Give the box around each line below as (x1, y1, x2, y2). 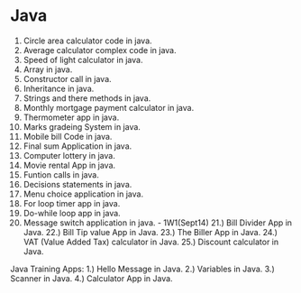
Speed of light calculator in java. (23, 54, 143, 65)
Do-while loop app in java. (23, 207, 121, 218)
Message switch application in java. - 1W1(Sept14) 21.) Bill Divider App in (23, 217, 292, 228)
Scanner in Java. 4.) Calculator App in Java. (10, 272, 174, 284)
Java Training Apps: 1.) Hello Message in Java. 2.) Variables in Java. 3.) (10, 263, 275, 274)
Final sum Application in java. (23, 141, 132, 151)
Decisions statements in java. (23, 179, 132, 189)
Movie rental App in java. (23, 160, 116, 170)
